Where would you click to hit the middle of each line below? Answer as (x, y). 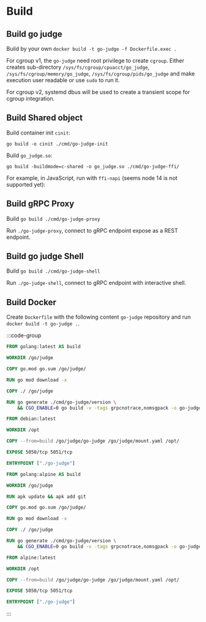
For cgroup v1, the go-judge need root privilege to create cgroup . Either (95, 60)
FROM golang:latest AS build (44, 347)
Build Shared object (44, 118)
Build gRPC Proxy (40, 204)
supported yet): (26, 184)
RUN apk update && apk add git (46, 496)
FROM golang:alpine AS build (44, 474)
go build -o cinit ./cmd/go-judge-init (57, 144)
